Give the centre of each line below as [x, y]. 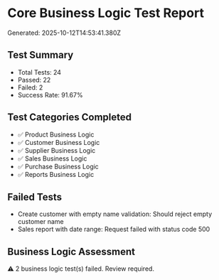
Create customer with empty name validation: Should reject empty [115, 214]
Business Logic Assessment [71, 251]
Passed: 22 [34, 80]
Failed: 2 [30, 87]
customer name [41, 222]
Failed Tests [35, 197]
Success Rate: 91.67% [50, 95]
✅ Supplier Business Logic [57, 150]
